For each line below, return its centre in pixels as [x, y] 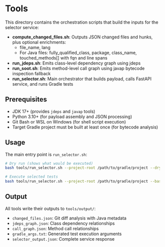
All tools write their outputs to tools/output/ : [50, 208]
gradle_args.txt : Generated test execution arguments [67, 234]
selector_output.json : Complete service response [63, 239]
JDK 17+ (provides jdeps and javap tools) [54, 111]
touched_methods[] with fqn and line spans [63, 58]
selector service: [22, 27]
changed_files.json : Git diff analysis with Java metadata [69, 218]
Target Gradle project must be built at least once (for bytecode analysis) [85, 127]
